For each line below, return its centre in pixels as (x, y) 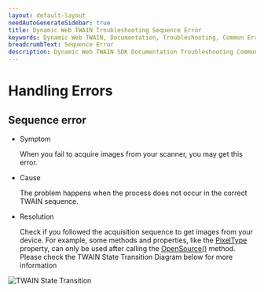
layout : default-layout (47, 15)
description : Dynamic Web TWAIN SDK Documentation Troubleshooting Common (133, 52)
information (38, 265)
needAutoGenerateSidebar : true (59, 23)
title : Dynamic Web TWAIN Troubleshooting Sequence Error (105, 30)
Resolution (37, 216)
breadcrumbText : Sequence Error (61, 45)
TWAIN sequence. (49, 201)
